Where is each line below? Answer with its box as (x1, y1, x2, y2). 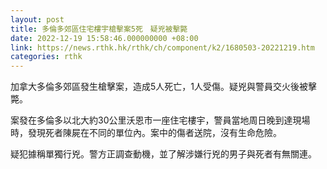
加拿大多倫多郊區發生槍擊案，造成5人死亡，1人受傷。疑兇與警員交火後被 (10, 81, 308, 93)
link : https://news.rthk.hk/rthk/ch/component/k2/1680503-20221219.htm (10, 42, 315, 53)
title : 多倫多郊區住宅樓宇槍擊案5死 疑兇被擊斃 (10, 24, 188, 34)
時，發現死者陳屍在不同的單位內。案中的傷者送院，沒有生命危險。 (10, 127, 282, 139)
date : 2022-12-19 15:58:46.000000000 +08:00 (10, 33, 199, 43)
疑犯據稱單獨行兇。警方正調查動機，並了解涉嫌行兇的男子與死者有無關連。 (10, 148, 317, 160)
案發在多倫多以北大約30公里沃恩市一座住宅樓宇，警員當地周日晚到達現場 (10, 114, 311, 126)
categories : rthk (10, 52, 83, 62)
